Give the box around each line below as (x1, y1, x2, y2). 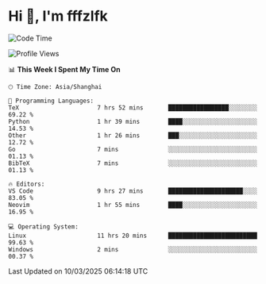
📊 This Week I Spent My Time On (8, 64, 121, 74)
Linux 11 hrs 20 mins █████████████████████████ (8, 232, 258, 240)
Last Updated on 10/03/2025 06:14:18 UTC (8, 266, 148, 276)
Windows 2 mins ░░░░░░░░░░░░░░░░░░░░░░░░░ (8, 245, 258, 253)
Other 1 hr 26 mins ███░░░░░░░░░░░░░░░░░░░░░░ (8, 131, 258, 140)
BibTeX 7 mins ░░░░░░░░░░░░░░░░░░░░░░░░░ (8, 159, 258, 167)
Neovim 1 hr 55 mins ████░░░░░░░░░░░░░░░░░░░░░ (8, 201, 258, 209)
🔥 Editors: (8, 180, 45, 188)
